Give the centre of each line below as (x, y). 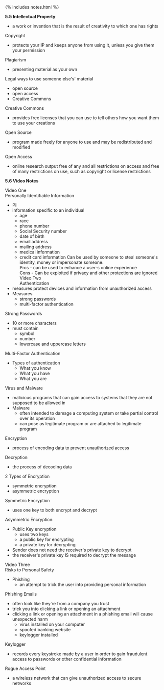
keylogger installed (39, 635)
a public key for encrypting (47, 539)
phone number (35, 226)
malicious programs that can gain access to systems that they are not (82, 397)
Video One (16, 190)
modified (21, 147)
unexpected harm (30, 619)
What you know (35, 368)
